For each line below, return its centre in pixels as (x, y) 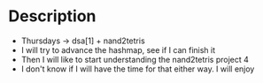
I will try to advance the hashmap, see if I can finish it (118, 49)
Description (52, 16)
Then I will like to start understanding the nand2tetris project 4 (135, 59)
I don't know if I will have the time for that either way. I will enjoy (138, 69)
